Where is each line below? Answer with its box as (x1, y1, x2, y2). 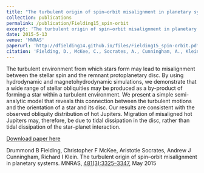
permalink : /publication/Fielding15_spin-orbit (6, 20, 129, 26)
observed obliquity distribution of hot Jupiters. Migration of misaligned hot (6, 110, 192, 117)
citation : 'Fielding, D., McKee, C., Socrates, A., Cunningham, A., (6, 49, 183, 55)
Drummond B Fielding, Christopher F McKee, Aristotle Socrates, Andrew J (6, 146, 191, 154)
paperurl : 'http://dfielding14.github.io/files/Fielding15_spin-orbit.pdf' (6, 43, 202, 49)
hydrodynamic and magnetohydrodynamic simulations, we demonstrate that (6, 78, 197, 85)
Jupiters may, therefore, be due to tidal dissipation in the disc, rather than (6, 117, 190, 124)
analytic (6, 97, 26, 104)
